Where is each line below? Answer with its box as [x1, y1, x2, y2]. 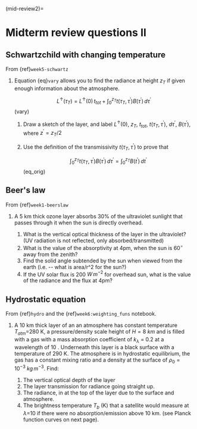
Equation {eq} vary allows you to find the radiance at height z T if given [14, 77, 186, 85]
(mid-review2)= [5, 5, 44, 12]
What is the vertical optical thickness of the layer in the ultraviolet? [23, 230, 186, 237]
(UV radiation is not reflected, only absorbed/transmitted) [23, 237, 164, 244]
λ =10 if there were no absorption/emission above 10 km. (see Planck [23, 409, 192, 416]
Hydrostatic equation [5, 294, 86, 304]
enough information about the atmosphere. [14, 85, 120, 92]
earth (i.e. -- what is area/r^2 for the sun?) [23, 263, 127, 270]
